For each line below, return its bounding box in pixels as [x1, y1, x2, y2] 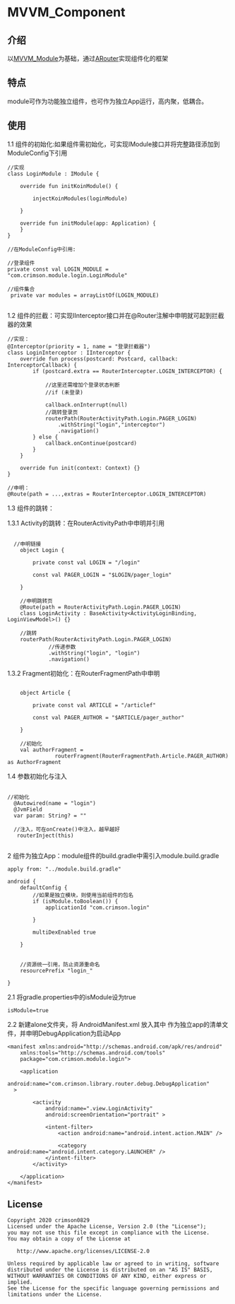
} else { [32, 433, 59, 440]
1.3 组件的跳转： [7, 503, 54, 512]
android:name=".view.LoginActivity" [44, 1105, 153, 1112]
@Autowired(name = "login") [13, 799, 97, 806]
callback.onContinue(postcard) [44, 440, 138, 447]
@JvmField [13, 806, 42, 813]
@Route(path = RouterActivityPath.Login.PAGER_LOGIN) [20, 604, 181, 611]
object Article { [20, 689, 71, 696]
